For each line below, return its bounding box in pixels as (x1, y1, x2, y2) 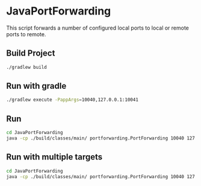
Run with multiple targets (6, 152, 103, 162)
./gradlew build (6, 64, 47, 70)
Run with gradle (6, 81, 67, 91)
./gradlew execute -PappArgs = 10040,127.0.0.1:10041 (6, 97, 138, 103)
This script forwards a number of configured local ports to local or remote (6, 24, 190, 31)
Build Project (6, 48, 55, 59)
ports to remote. (6, 30, 46, 37)
